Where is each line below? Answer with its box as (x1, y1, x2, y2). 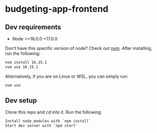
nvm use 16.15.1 (5, 65, 38, 69)
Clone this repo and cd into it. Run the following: (5, 109, 102, 115)
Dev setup (5, 96, 37, 105)
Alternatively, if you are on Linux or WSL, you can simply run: (5, 73, 129, 79)
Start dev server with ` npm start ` (5, 123, 78, 128)
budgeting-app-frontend (5, 3, 109, 15)
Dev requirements (5, 23, 61, 31)
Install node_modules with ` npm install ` (5, 119, 91, 124)
